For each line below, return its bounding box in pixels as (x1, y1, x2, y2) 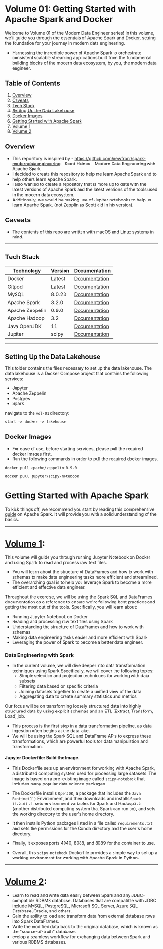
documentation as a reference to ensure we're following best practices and (5, 599, 155, 604)
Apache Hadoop (7, 315, 45, 322)
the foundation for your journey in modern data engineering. (5, 40, 125, 46)
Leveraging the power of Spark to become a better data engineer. (12, 639, 144, 645)
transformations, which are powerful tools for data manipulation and (12, 738, 148, 744)
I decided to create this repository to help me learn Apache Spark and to (12, 171, 157, 177)
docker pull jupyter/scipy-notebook (5, 474, 79, 479)
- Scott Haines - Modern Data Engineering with (61, 161, 156, 166)
